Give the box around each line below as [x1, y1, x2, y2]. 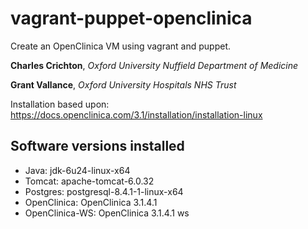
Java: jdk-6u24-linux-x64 [24, 164, 131, 176]
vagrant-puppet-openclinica [10, 7, 253, 30]
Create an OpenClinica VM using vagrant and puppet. [10, 40, 232, 52]
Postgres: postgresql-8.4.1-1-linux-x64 [24, 185, 184, 197]
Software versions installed [10, 138, 185, 155]
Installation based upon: [10, 98, 110, 110]
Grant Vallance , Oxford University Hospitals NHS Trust [10, 78, 237, 91]
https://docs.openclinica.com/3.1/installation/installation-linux [10, 108, 263, 121]
